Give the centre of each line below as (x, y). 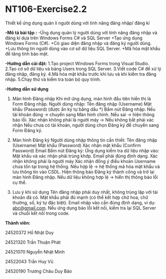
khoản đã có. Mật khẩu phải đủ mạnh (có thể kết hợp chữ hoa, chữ (80, 197)
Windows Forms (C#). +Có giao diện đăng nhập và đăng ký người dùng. (79, 43)
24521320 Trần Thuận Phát (33, 242)
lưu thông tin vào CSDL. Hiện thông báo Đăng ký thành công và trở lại (83, 172)
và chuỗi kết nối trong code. (41, 213)
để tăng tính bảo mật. (27, 54)
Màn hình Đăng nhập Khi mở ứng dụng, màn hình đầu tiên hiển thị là (82, 99)
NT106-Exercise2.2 (46, 9)
